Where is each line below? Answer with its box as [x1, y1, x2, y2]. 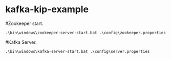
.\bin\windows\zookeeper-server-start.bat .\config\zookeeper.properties [5, 30, 166, 35]
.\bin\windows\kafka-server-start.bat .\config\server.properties [5, 49, 150, 54]
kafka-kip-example [5, 4, 89, 15]
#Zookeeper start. [5, 20, 44, 26]
